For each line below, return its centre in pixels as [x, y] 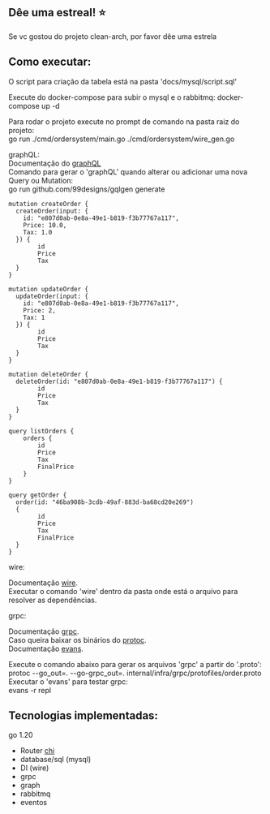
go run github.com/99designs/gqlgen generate [87, 189]
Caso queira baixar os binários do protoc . [78, 640]
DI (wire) [34, 768]
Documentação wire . [43, 583]
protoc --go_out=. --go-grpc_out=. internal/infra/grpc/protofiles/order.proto [135, 673]
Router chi [37, 751]
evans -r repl [30, 690]
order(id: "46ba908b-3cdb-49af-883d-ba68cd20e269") [105, 502]
